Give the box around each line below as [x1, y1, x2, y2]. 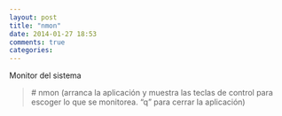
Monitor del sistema [9, 70, 82, 81]
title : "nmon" [9, 21, 62, 30]
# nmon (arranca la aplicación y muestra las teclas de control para [30, 88, 273, 98]
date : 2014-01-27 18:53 [9, 29, 98, 38]
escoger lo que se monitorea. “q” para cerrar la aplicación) [30, 97, 246, 107]
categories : [9, 46, 53, 55]
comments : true [9, 37, 66, 47]
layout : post [9, 12, 58, 22]
